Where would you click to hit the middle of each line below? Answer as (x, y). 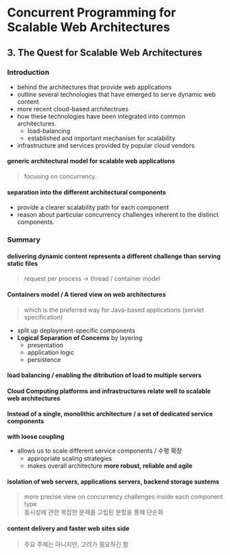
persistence (44, 359)
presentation (45, 345)
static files (23, 263)
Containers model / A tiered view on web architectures (87, 294)
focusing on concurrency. (60, 177)
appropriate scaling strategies (70, 458)
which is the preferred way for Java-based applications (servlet (114, 310)
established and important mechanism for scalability (101, 138)
